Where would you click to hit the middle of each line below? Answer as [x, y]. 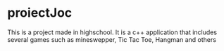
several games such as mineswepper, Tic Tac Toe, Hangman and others [112, 39]
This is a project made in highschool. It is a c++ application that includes [112, 32]
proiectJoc [40, 13]
